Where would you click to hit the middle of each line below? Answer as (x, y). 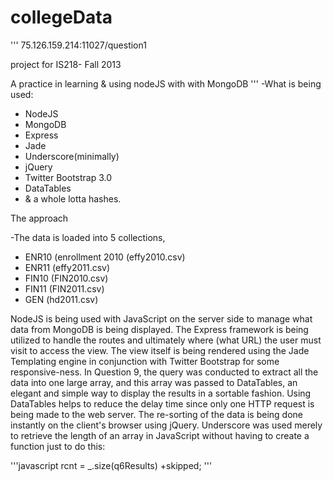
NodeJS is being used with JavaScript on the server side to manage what (161, 318)
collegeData (61, 17)
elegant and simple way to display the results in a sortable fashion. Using (161, 393)
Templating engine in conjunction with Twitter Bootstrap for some (145, 361)
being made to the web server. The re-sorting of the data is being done (156, 414)
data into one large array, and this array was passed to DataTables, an (154, 382)
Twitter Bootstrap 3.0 (68, 177)
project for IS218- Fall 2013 (66, 64)
